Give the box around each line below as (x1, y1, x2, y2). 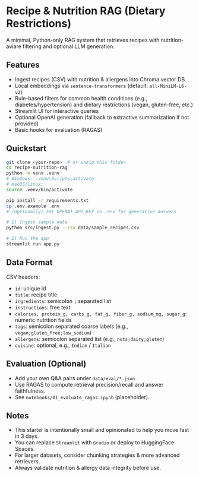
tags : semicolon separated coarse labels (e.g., (14, 323, 129, 330)
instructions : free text (14, 304, 71, 311)
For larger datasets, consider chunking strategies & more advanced (14, 451, 180, 459)
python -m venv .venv (6, 170, 60, 176)
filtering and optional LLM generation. (23, 43, 115, 50)
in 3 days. (14, 432, 39, 440)
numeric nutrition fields (14, 316, 72, 323)
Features (6, 60, 40, 70)
